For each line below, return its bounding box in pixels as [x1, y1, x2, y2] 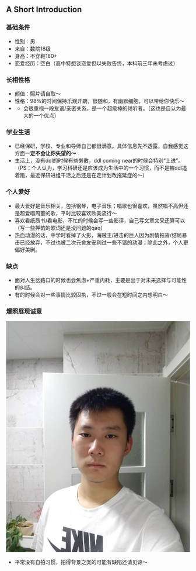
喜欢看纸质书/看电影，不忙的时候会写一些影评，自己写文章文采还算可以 [14, 216, 185, 224]
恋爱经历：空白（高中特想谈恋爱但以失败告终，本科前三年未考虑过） [14, 60, 178, 67]
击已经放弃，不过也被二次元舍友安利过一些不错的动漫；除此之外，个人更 [14, 239, 188, 246]
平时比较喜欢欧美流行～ [60, 209, 117, 216]
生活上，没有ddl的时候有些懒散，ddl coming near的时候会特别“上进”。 [14, 157, 184, 164]
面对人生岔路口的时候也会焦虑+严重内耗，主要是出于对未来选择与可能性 [14, 276, 187, 283]
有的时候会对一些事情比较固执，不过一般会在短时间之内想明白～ [14, 291, 168, 298]
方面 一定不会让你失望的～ [14, 150, 76, 157]
